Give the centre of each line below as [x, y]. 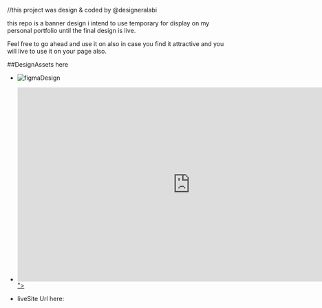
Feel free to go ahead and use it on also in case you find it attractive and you [116, 44]
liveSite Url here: [41, 299]
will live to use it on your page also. [57, 51]
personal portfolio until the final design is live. [72, 31]
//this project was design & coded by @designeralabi [82, 10]
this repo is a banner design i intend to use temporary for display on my [108, 23]
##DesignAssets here [38, 64]
